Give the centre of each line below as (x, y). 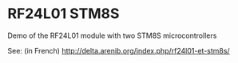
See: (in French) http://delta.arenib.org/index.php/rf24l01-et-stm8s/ (119, 50)
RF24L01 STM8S (63, 14)
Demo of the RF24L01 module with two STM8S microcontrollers (112, 35)
